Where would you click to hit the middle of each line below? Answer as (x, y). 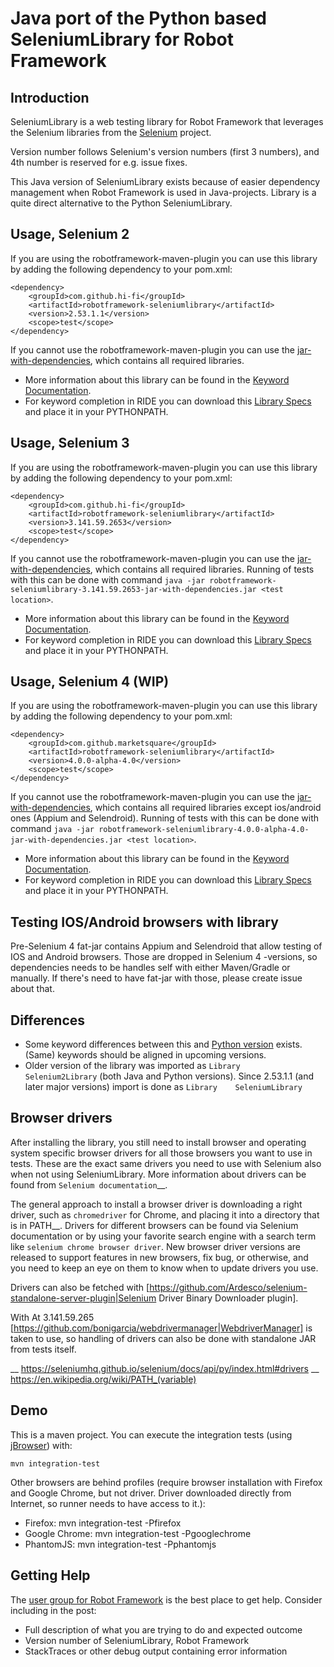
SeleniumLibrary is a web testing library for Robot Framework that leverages (167, 121)
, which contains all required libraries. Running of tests (202, 569)
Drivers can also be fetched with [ (80, 1287)
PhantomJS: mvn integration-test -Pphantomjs (120, 1544)
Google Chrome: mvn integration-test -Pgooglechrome (138, 1533)
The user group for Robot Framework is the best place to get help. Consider (166, 1599)
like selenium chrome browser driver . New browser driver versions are (156, 1246)
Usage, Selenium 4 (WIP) (90, 682)
